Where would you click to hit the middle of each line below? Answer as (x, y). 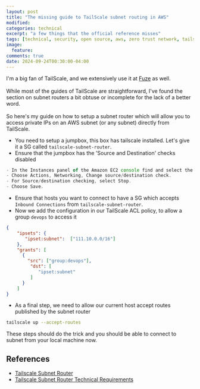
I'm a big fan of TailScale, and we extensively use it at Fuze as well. (88, 78)
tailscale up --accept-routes (44, 322)
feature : (22, 50)
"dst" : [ (41, 267)
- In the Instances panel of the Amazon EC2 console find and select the (100, 170)
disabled (25, 159)
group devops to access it (46, 217)
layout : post (22, 12)
